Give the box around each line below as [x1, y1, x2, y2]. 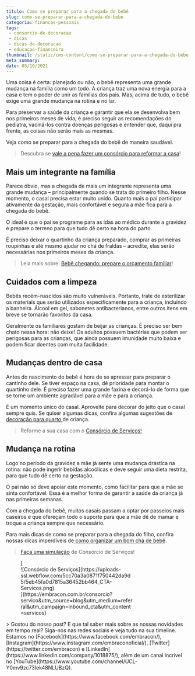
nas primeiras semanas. [6, 495, 63, 502]
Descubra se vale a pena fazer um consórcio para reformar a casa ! [20, 150, 181, 157]
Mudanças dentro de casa [6, 358, 103, 368]
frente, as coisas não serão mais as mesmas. [6, 127, 114, 134]
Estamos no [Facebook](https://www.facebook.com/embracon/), [6, 633, 162, 640]
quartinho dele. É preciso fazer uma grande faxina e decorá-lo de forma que [6, 386, 189, 393]
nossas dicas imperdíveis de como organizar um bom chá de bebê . [6, 537, 167, 544]
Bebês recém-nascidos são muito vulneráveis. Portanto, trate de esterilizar [6, 293, 186, 299]
